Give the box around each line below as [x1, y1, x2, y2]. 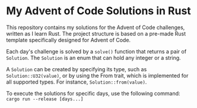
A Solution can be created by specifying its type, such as [6, 65, 147, 72]
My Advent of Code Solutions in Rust [6, 4, 191, 18]
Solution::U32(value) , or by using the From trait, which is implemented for [6, 72, 189, 79]
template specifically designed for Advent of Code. [6, 36, 131, 43]
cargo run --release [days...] [6, 96, 84, 102]
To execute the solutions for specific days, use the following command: [6, 90, 180, 97]
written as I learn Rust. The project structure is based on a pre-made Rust [6, 30, 186, 37]
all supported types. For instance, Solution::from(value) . [6, 78, 147, 85]
